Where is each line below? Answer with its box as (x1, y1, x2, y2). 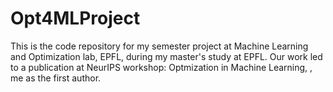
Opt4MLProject (10, 7, 141, 30)
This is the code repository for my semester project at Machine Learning (10, 40, 309, 52)
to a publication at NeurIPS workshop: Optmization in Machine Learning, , (10, 61, 313, 73)
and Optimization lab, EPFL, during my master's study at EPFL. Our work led (10, 50, 323, 62)
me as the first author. (10, 72, 102, 84)
